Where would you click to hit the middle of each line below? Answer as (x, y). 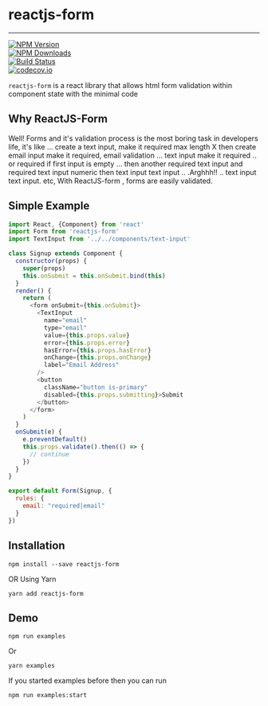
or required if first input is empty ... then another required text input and (126, 164)
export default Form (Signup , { (60, 491)
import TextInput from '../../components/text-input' (100, 239)
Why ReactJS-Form (58, 119)
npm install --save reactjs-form (64, 564)
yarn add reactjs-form (46, 593)
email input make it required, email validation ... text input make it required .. (132, 155)
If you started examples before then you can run (88, 680)
